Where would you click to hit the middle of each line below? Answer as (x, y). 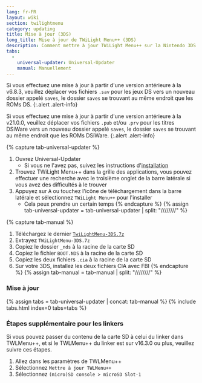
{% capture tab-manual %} (40, 222)
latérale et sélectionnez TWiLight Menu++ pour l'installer (83, 198)
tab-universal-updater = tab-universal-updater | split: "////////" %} (106, 211)
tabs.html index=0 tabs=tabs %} (47, 308)
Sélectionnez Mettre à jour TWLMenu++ (63, 367)
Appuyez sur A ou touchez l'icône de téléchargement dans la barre (98, 191)
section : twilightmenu (35, 23)
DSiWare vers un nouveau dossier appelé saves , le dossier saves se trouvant (101, 129)
